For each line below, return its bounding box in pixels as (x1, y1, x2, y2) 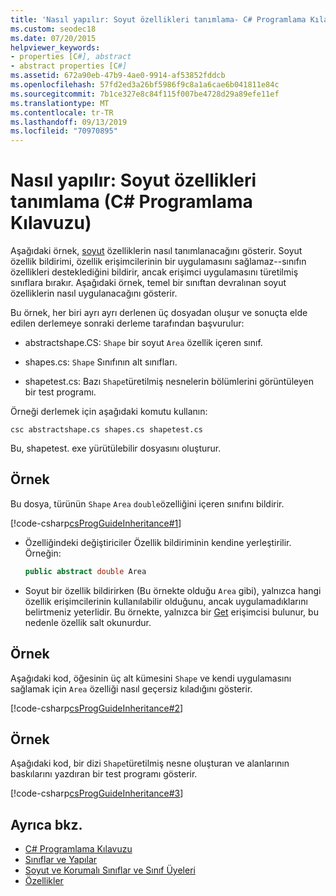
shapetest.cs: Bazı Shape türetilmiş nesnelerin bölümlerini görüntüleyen (24, 376, 314, 388)
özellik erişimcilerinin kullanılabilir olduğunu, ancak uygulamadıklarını (24, 595, 308, 607)
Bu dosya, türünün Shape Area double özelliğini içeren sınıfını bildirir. (10, 497, 285, 510)
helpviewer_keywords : (10, 42, 101, 53)
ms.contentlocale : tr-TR (10, 107, 114, 118)
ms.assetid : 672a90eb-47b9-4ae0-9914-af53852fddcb (10, 71, 226, 81)
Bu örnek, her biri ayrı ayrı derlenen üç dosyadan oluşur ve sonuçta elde (10, 307, 308, 319)
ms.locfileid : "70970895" (10, 126, 118, 136)
